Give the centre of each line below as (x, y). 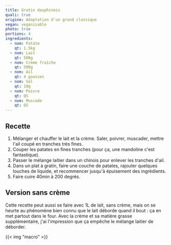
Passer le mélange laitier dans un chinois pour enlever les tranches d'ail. (89, 160)
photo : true (18, 29)
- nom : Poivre (25, 91)
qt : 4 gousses (29, 77)
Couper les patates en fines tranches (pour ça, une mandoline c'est (83, 149)
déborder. (16, 227)
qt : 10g (22, 86)
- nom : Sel (21, 81)
